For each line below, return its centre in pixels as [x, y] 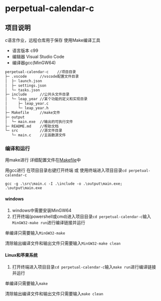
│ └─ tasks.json [23, 90]
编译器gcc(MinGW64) [34, 63]
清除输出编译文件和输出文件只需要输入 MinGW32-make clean [63, 243]
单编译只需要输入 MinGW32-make [35, 233]
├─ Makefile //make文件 [33, 112]
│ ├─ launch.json [24, 81]
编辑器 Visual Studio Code [38, 57]
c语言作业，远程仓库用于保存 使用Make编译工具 [53, 40]
